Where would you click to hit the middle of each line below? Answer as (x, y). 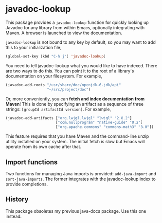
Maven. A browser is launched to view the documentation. (64, 33)
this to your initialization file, (34, 47)
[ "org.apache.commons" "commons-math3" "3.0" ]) (105, 127)
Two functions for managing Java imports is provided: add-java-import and (81, 174)
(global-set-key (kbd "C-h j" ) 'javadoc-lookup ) (56, 56)
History (17, 199)
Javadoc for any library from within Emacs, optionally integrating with (75, 27)
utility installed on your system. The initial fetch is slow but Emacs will (75, 142)
